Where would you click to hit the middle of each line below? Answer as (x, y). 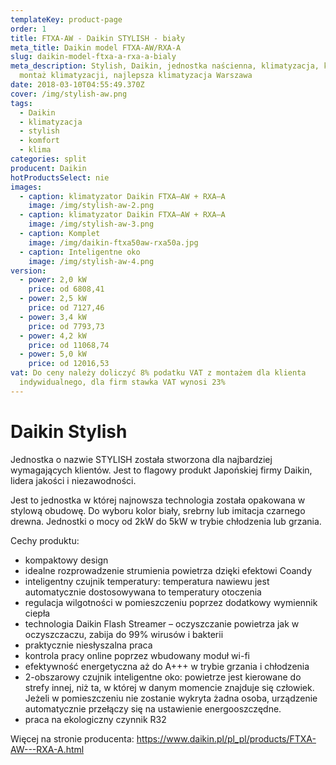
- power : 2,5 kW (53, 299)
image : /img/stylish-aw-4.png (91, 261)
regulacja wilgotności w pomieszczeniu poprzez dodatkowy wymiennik (171, 602)
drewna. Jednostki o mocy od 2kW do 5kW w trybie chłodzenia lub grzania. (166, 521)
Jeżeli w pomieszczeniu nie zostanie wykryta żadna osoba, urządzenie (171, 698)
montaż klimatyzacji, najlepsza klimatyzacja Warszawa (136, 76)
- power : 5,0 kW (53, 354)
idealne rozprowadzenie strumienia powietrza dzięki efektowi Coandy (168, 570)
